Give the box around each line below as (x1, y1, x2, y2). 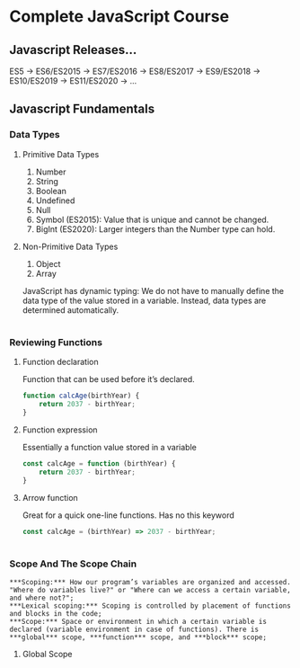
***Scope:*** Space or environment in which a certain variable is (9, 617, 268, 626)
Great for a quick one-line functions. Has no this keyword (22, 510, 235, 521)
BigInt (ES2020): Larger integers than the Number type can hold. (35, 223, 276, 235)
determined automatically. (22, 304, 119, 316)
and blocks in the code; (9, 609, 102, 618)
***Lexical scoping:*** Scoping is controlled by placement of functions (9, 601, 292, 610)
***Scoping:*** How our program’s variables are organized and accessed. (9, 577, 292, 586)
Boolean (35, 185, 67, 196)
